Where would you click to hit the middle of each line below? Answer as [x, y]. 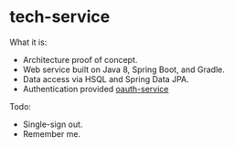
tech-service [60, 17]
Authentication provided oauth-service [96, 89]
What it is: [28, 42]
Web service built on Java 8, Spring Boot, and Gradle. [124, 69]
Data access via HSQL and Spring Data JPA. [106, 79]
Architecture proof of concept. [80, 59]
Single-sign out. [53, 124]
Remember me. [51, 133]
